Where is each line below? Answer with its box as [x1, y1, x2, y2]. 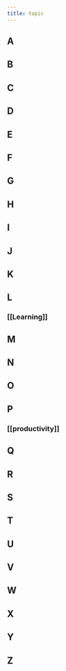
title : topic [7, 10, 44, 17]
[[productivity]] [7, 424, 60, 433]
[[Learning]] [7, 313, 48, 322]
